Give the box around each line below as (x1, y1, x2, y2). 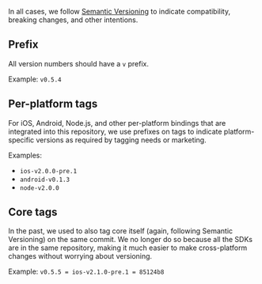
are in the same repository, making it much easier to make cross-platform (8, 243, 248, 252)
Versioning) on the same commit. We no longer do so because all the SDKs (8, 235, 253, 244)
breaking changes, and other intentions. (8, 15, 139, 25)
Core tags (8, 206, 58, 219)
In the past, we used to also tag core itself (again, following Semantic (8, 226, 234, 236)
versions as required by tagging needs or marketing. (36, 134, 207, 145)
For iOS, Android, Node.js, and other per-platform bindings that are (8, 118, 226, 127)
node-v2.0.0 (19, 184, 59, 192)
